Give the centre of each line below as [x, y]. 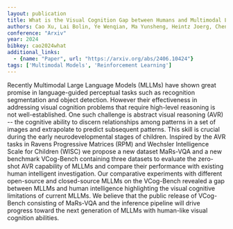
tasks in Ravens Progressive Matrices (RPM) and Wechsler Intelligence [108, 144]
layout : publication [37, 14]
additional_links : [34, 53]
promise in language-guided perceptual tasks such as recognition [101, 92]
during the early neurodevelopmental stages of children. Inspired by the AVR [116, 137]
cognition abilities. [33, 218]
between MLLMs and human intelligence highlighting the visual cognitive [111, 188]
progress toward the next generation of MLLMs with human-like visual [107, 210]
